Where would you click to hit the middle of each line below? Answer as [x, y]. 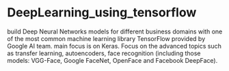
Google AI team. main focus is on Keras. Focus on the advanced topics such [114, 46]
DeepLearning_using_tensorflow [102, 13]
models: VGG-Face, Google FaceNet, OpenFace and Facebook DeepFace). [112, 60]
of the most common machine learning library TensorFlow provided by [106, 38]
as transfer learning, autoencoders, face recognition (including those [104, 53]
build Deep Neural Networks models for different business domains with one [115, 31]
